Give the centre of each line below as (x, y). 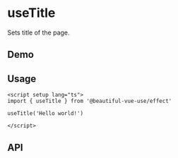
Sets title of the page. (38, 32)
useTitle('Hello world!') (45, 114)
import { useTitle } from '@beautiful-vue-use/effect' (90, 101)
